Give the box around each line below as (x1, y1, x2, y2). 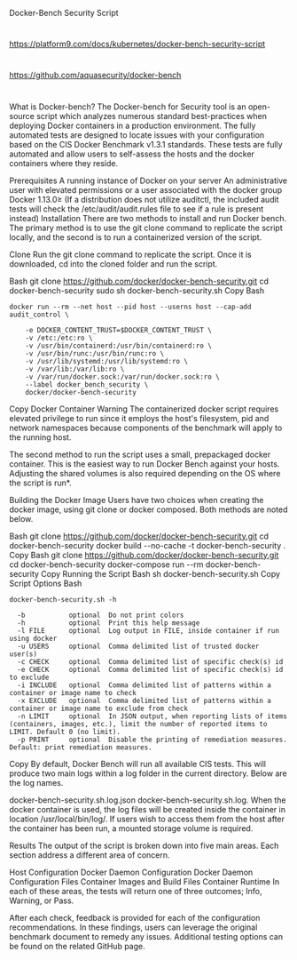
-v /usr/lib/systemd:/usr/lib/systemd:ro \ (25, 356, 189, 365)
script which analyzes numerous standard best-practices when (36, 110, 268, 121)
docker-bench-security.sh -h (9, 595, 117, 604)
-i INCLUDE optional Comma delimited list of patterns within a (17, 680, 272, 690)
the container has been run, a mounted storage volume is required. (9, 822, 254, 834)
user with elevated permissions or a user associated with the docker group (9, 184, 282, 195)
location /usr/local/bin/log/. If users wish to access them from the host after (9, 813, 285, 824)
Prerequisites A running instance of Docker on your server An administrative (9, 175, 288, 186)
